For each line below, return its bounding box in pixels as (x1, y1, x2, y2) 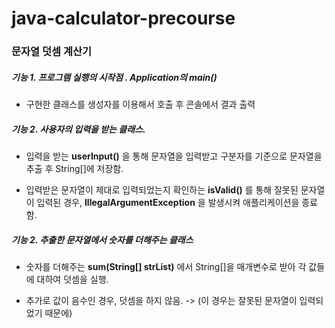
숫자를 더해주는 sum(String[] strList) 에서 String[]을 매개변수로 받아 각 (25, 261, 307, 273)
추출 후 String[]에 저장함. (25, 163, 124, 175)
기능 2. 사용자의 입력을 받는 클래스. (11, 123, 146, 135)
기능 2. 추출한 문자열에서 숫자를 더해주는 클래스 (11, 233, 194, 246)
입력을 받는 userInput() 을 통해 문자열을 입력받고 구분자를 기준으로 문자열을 (25, 150, 323, 162)
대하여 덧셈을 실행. (36, 273, 109, 286)
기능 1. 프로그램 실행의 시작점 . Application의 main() (11, 71, 218, 83)
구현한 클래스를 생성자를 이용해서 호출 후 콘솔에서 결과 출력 (25, 98, 256, 111)
